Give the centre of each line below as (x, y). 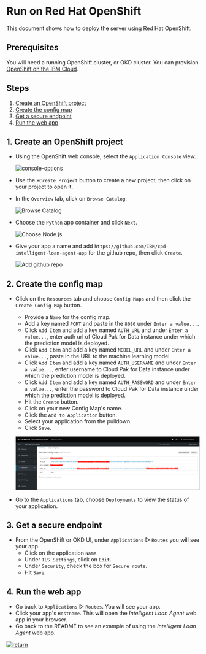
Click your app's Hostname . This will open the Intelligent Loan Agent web (106, 613)
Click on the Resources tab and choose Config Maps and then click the (103, 299)
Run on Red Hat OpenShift (74, 11)
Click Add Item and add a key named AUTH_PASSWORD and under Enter (110, 382)
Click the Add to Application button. (71, 415)
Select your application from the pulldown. (78, 421)
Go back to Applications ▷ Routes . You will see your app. (88, 607)
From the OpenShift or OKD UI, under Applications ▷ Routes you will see (107, 540)
